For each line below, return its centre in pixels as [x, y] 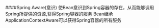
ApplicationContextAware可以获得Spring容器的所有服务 [63, 20]
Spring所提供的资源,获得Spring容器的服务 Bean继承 [59, 14]
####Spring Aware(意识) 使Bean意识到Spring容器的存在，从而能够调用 [80, 7]
